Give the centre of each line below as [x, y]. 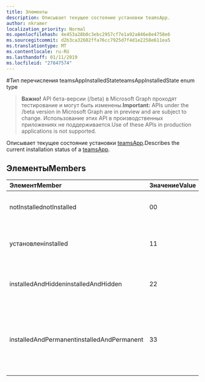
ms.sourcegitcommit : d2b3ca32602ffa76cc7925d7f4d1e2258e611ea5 [88, 40]
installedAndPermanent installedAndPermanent [76, 340]
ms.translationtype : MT [37, 46]
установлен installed [39, 244]
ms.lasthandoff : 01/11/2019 [42, 57]
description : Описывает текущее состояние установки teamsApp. [88, 18]
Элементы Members [46, 168]
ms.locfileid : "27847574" [39, 63]
